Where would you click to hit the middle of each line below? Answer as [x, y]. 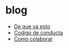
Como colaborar [33, 39]
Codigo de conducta [38, 32]
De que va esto [32, 26]
